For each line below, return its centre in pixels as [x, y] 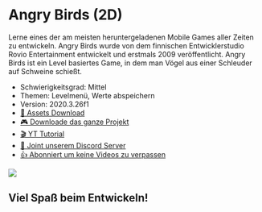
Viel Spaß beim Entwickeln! [78, 198]
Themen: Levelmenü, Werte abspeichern [87, 95]
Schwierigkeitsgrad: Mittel [63, 87]
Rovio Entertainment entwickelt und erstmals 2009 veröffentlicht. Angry [127, 54]
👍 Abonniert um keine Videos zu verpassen [93, 154]
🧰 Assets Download [52, 112]
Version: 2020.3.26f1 [55, 104]
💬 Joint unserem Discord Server [73, 145]
